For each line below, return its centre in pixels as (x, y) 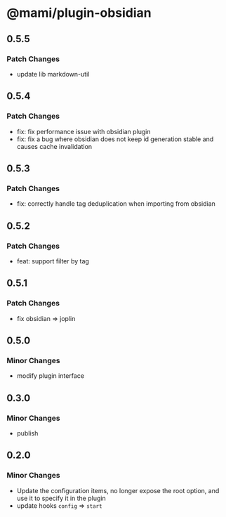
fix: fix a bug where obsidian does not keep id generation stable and (115, 139)
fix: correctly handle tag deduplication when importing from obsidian (116, 204)
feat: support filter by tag (53, 261)
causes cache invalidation (54, 146)
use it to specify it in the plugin (61, 498)
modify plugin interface (51, 376)
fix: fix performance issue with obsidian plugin (84, 131)
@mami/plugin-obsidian (79, 13)
